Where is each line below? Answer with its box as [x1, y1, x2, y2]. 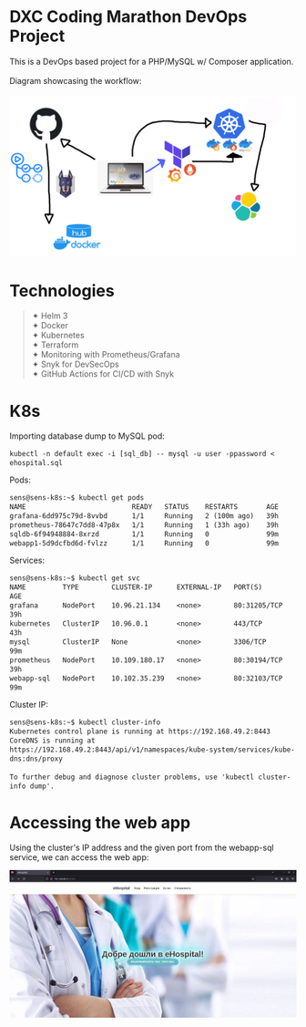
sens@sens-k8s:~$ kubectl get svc [9, 574, 141, 583]
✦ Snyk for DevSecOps [31, 358, 120, 370]
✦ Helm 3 [31, 310, 68, 321]
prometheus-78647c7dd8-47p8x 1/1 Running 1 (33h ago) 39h [9, 521, 280, 530]
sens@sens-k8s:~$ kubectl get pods [9, 493, 145, 503]
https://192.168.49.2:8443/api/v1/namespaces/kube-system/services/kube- [9, 745, 296, 754]
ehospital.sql [9, 459, 64, 468]
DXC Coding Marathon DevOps [9, 6, 248, 27]
